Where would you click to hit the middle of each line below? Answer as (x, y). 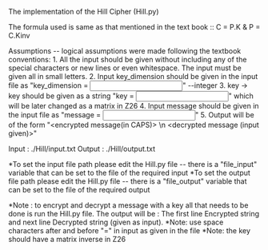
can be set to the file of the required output (79, 190)
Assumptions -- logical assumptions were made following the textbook (125, 51)
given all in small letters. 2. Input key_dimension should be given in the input (133, 76)
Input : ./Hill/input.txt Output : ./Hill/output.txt (82, 149)
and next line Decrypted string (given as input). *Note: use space (116, 222)
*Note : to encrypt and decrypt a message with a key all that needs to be (128, 205)
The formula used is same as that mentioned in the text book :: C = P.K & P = (134, 27)
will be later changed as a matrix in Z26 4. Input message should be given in (134, 106)
